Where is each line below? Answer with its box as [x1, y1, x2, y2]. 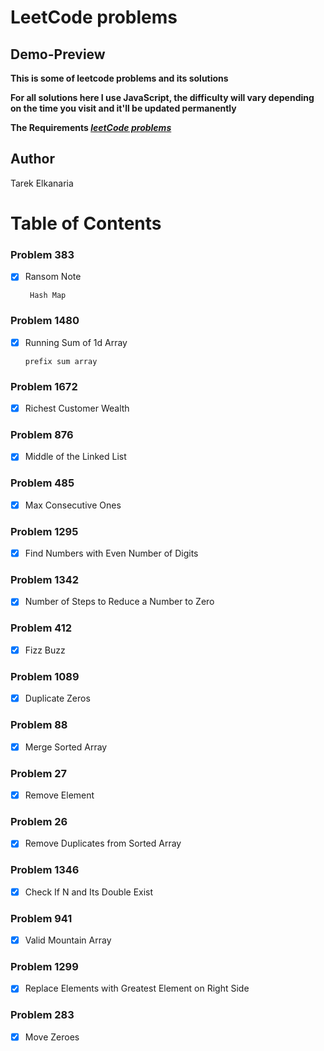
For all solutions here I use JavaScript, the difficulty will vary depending [10, 92, 315, 103]
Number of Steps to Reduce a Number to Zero [24, 596, 215, 608]
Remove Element [24, 789, 95, 801]
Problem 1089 [10, 669, 80, 683]
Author [10, 151, 55, 168]
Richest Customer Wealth [24, 402, 130, 415]
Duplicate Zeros [24, 692, 91, 705]
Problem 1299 [10, 959, 79, 973]
